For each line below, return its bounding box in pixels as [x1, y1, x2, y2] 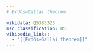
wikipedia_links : [6, 31, 50, 37]
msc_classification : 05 [6, 25, 66, 31]
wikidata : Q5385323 [6, 19, 56, 26]
